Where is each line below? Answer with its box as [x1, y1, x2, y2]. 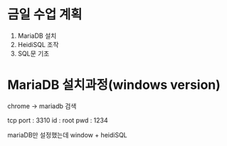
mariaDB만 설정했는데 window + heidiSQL [7, 130, 128, 139]
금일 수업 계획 [7, 6, 83, 23]
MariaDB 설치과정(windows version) [7, 77, 221, 93]
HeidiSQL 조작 [17, 40, 59, 48]
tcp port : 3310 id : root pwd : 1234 [7, 115, 108, 125]
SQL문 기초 [17, 49, 50, 58]
